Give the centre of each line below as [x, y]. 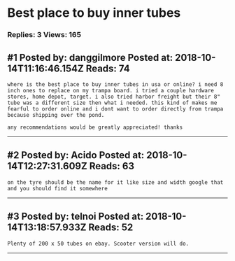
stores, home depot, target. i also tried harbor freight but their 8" [114, 97]
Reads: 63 [112, 166]
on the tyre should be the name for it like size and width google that [115, 182]
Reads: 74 [108, 68]
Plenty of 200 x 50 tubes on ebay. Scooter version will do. [98, 244]
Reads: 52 [111, 228]
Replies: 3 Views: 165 [44, 35]
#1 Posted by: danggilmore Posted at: [90, 57]
